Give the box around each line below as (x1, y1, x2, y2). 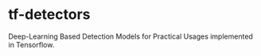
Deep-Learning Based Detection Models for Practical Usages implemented (8, 32, 253, 41)
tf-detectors (8, 6, 91, 24)
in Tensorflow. (8, 39, 55, 49)
